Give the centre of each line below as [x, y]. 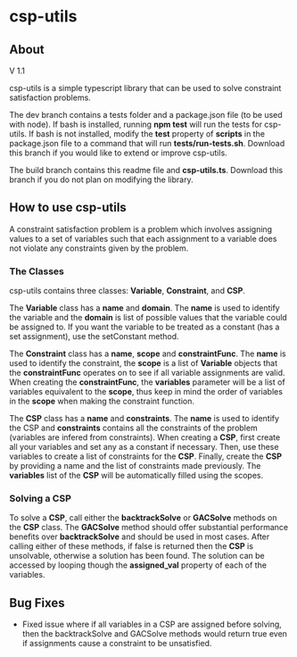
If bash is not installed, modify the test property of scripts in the [147, 134]
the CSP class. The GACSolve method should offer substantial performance [148, 528]
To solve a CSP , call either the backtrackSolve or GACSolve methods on [144, 518]
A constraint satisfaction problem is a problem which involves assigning [141, 229]
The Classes [37, 271]
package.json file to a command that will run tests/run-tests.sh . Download [147, 143]
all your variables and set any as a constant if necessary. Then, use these [144, 447]
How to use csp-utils [68, 208]
